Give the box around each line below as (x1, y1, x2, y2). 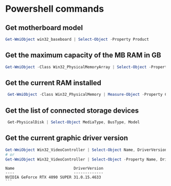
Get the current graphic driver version (5, 134, 128, 143)
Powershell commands (5, 3, 104, 15)
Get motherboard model (5, 23, 83, 32)
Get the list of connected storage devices (5, 106, 139, 115)
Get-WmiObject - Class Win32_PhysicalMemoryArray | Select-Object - (5, 64, 152, 69)
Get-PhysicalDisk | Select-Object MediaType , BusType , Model (7, 120, 140, 125)
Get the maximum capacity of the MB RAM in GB (5, 51, 161, 60)
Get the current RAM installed (5, 78, 102, 87)
